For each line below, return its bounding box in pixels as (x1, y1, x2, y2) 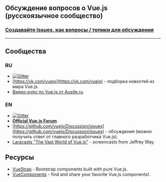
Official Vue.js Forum (12, 118, 57, 124)
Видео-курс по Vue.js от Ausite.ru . (12, 89, 84, 95)
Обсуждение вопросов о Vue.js (5, 4, 108, 12)
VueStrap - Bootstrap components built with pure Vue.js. (12, 166, 128, 172)
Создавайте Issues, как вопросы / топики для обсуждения (5, 27, 154, 34)
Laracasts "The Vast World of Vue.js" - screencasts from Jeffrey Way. (12, 138, 155, 145)
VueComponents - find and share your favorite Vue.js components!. (12, 172, 151, 178)
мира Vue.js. (12, 84, 39, 90)
